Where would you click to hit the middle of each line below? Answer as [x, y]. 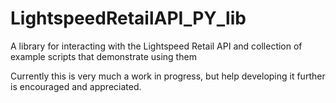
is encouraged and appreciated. [76, 86]
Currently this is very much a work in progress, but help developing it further [168, 76]
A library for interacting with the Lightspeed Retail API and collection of [156, 46]
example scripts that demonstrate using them [103, 56]
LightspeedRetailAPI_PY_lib [128, 18]
